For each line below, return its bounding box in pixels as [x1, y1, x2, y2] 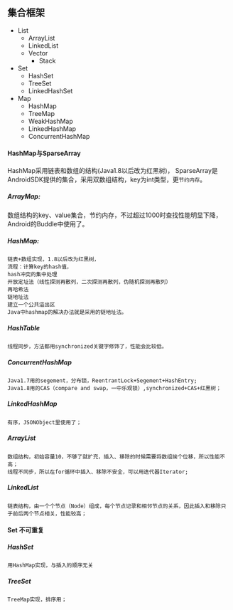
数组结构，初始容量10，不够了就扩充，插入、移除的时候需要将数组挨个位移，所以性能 [7, 453, 220, 461]
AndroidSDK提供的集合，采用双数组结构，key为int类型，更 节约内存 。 [7, 175, 207, 184]
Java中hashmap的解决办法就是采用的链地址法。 [7, 308, 127, 315]
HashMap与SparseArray [7, 149, 81, 158]
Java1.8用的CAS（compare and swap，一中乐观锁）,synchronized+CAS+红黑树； [7, 384, 222, 391]
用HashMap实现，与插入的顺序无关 [7, 562, 94, 569]
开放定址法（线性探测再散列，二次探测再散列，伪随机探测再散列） [7, 278, 172, 285]
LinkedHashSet [28, 86, 73, 95]
